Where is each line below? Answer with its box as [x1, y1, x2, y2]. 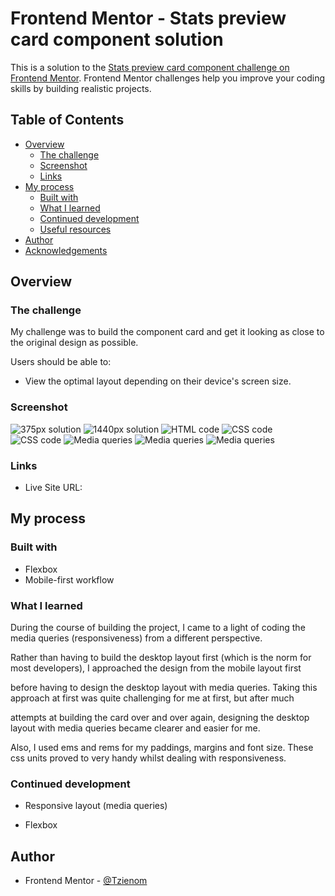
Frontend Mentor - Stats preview [10, 7, 287, 30]
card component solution [10, 28, 224, 51]
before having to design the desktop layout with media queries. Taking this [10, 682, 318, 694]
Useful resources [39, 223, 112, 235]
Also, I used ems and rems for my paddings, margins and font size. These [10, 742, 314, 754]
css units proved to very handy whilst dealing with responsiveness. [10, 752, 287, 764]
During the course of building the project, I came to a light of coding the [10, 622, 306, 634]
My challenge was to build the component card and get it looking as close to [10, 326, 325, 338]
